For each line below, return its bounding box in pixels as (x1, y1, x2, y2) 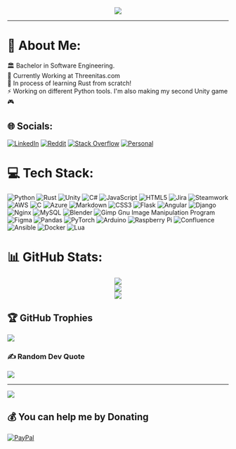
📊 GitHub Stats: (7, 249, 103, 265)
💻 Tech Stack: (7, 165, 94, 181)
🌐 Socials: (7, 120, 53, 132)
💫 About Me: (7, 38, 81, 53)
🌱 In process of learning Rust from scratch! (7, 79, 132, 87)
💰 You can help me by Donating (7, 411, 149, 423)
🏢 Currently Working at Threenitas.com (7, 71, 121, 80)
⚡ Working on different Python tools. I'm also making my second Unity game (7, 87, 228, 95)
